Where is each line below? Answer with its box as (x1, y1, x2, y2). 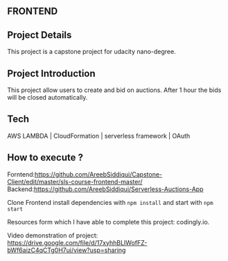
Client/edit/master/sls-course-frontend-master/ (7, 177, 143, 186)
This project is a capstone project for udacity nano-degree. (7, 48, 176, 56)
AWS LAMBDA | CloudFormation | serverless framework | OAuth (7, 132, 191, 140)
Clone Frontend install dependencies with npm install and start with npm (7, 198, 213, 206)
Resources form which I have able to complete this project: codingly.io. (7, 217, 210, 226)
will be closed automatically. (7, 93, 88, 102)
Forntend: (7, 170, 35, 179)
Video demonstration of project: (7, 231, 98, 240)
